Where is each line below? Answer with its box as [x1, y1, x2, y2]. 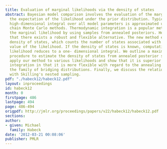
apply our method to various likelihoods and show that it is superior [9, 58, 162, 63]
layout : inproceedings [5, 81, 52, 86]
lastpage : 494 [5, 100, 35, 105]
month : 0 [5, 90, 23, 95]
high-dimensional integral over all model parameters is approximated [9, 21, 159, 26]
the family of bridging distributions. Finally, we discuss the [9, 68, 146, 73]
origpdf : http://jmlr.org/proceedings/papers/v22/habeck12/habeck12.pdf [5, 109, 159, 114]
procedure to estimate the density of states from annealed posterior [9, 53, 159, 59]
